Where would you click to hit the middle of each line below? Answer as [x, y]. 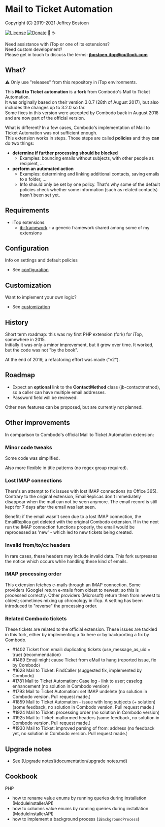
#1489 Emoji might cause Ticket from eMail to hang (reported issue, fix [84, 660]
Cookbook [21, 776]
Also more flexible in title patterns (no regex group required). [66, 468]
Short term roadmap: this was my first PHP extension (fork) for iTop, [74, 334]
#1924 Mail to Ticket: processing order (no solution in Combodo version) [86, 712]
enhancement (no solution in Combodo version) [61, 686]
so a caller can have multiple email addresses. [59, 392]
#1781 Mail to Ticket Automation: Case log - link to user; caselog [77, 681]
